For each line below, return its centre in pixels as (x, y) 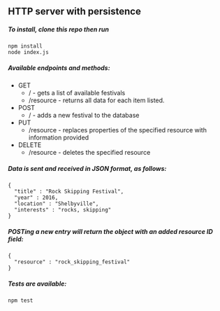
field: (16, 239)
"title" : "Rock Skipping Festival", (69, 192)
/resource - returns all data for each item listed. (96, 100)
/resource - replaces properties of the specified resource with (117, 130)
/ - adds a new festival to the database (84, 116)
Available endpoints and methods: (59, 68)
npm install (25, 46)
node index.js (29, 53)
